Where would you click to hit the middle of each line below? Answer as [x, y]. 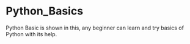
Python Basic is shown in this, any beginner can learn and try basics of [95, 28]
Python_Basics [45, 11]
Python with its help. [31, 34]
